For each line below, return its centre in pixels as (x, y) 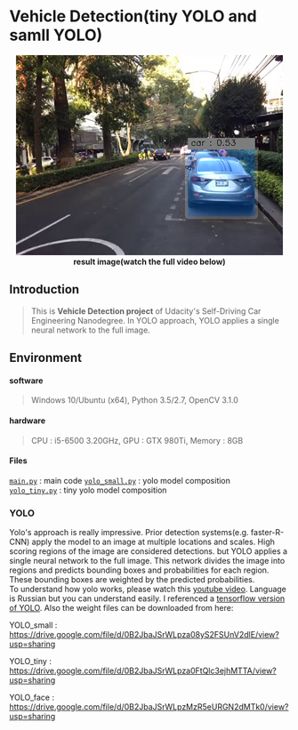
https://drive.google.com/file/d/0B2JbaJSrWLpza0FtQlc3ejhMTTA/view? (143, 671)
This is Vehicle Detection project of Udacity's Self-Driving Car (146, 311)
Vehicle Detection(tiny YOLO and (133, 16)
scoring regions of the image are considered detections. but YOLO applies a (148, 551)
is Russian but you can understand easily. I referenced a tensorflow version (147, 598)
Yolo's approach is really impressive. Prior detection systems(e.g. (129, 533)
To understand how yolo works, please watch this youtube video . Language (148, 590)
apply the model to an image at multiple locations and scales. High (153, 542)
